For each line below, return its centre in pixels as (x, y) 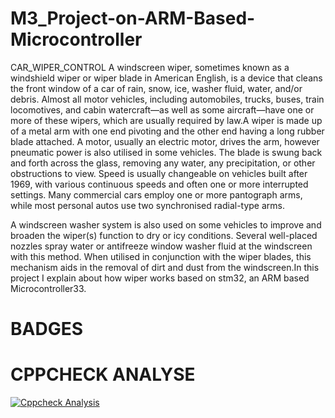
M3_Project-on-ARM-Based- (133, 18)
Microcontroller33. (48, 288)
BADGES (47, 329)
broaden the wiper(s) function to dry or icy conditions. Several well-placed (164, 235)
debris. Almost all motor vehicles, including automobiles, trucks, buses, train (167, 99)
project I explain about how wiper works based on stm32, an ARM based (160, 278)
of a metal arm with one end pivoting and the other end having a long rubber (167, 131)
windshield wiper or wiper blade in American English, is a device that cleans (166, 78)
